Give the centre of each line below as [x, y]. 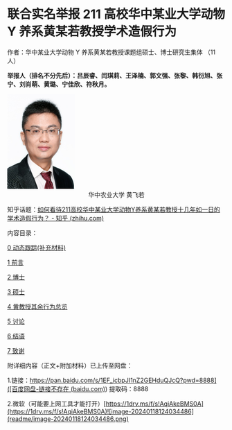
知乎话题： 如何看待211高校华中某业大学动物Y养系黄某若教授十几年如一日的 [114, 209]
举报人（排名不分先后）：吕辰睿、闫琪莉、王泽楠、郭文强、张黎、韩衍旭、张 [115, 75]
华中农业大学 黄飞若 [116, 194]
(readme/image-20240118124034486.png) [68, 419]
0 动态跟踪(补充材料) [36, 248]
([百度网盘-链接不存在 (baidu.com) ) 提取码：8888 [78, 388]
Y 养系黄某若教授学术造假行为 [92, 32]
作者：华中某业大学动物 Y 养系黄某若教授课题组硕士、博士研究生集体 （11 [111, 52]
